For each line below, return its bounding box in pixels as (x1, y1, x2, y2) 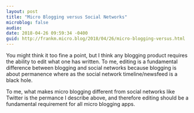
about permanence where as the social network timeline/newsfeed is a (6, 71, 178, 77)
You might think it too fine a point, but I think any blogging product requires (6, 52, 188, 59)
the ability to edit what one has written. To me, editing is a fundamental (6, 58, 178, 65)
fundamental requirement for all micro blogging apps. (6, 101, 135, 107)
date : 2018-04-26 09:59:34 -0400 (6, 30, 88, 36)
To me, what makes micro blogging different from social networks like (6, 88, 175, 95)
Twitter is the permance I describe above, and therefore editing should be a (6, 94, 189, 101)
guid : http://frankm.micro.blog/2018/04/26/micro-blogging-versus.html (6, 36, 185, 42)
